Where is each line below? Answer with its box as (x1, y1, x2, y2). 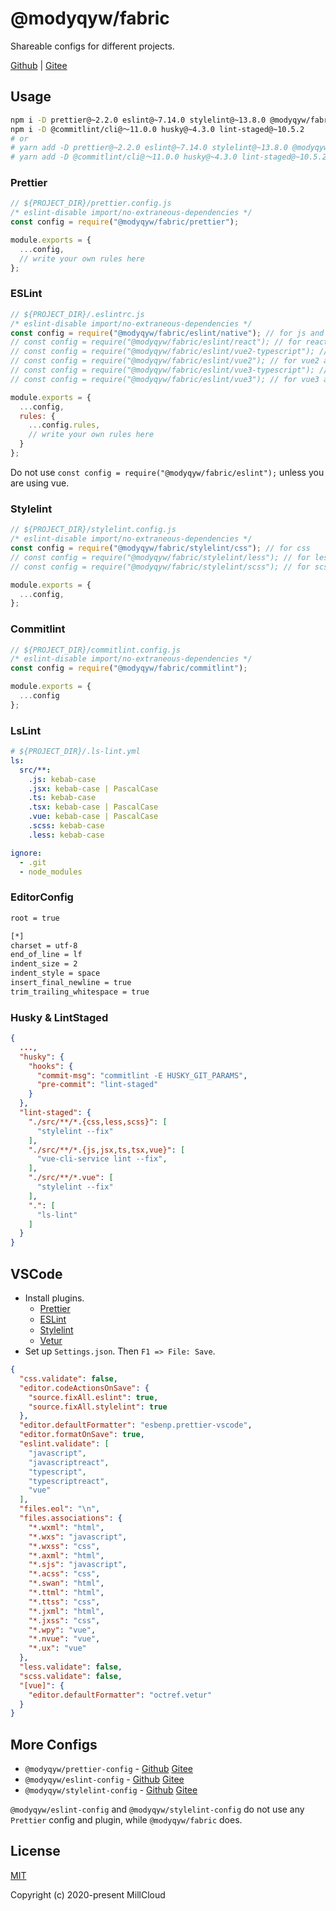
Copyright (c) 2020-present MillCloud (10, 1888, 166, 1901)
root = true (10, 913, 60, 923)
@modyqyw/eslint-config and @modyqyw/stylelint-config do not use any (10, 1803, 305, 1816)
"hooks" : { (28, 1061, 74, 1071)
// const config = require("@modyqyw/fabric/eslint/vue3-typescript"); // (10, 365, 329, 376)
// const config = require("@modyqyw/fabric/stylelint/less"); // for (10, 552, 311, 562)
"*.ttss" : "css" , (28, 1597, 101, 1607)
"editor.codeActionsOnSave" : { (19, 1383, 150, 1393)
